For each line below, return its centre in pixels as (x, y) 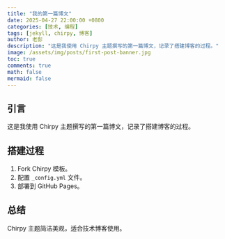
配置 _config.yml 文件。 (52, 177)
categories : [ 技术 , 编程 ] (43, 26)
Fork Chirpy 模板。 (44, 169)
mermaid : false (29, 78)
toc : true (22, 59)
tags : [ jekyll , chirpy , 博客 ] (50, 33)
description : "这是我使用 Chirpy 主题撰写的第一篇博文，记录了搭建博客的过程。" (113, 46)
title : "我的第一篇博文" (39, 14)
